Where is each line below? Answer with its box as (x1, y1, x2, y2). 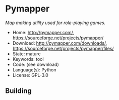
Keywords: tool (12, 56, 44, 62)
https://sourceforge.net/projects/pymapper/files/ (12, 45, 114, 51)
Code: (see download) (12, 61, 59, 67)
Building (5, 86, 32, 95)
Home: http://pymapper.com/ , (12, 29, 75, 35)
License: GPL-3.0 (12, 72, 49, 78)
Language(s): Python (12, 66, 56, 73)
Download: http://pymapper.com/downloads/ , (12, 40, 107, 46)
